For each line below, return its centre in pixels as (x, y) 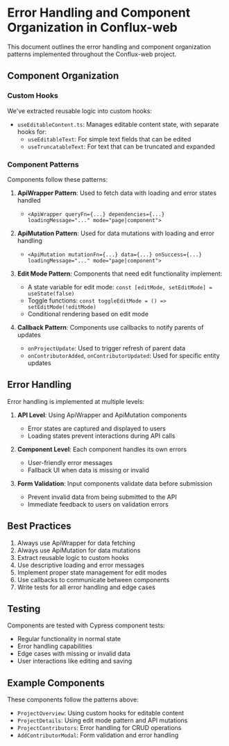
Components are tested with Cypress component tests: (86, 625)
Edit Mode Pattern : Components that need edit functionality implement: (120, 273)
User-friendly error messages (70, 462)
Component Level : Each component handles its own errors (102, 449)
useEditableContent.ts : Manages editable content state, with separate (118, 124)
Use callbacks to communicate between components (93, 579)
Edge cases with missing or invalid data (74, 654)
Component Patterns (43, 164)
